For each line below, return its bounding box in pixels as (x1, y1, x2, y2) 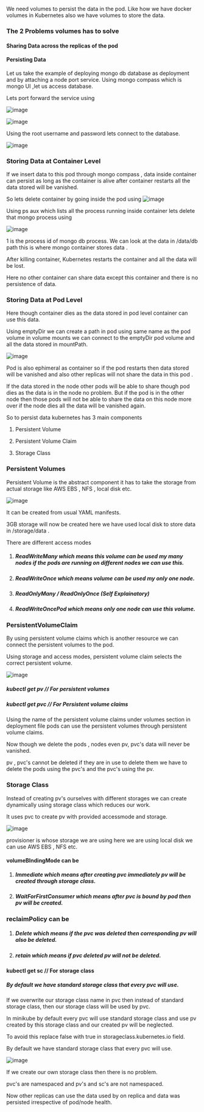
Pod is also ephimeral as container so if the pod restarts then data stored (6, 364, 189, 371)
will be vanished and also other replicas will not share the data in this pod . (6, 371, 193, 378)
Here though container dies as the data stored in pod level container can (6, 309, 188, 317)
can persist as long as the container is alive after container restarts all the (6, 177, 191, 185)
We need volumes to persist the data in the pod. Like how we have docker (6, 5, 192, 12)
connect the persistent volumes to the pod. (6, 641, 114, 648)
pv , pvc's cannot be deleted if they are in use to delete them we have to (6, 759, 188, 766)
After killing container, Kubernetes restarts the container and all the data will (6, 256, 197, 263)
